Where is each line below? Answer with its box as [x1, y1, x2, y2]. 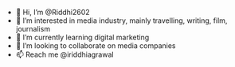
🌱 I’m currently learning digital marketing [15, 32, 150, 42]
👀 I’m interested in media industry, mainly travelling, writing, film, [15, 16, 228, 25]
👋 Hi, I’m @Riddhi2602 [15, 8, 90, 17]
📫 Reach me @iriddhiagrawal [15, 50, 114, 59]
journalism [15, 24, 50, 33]
